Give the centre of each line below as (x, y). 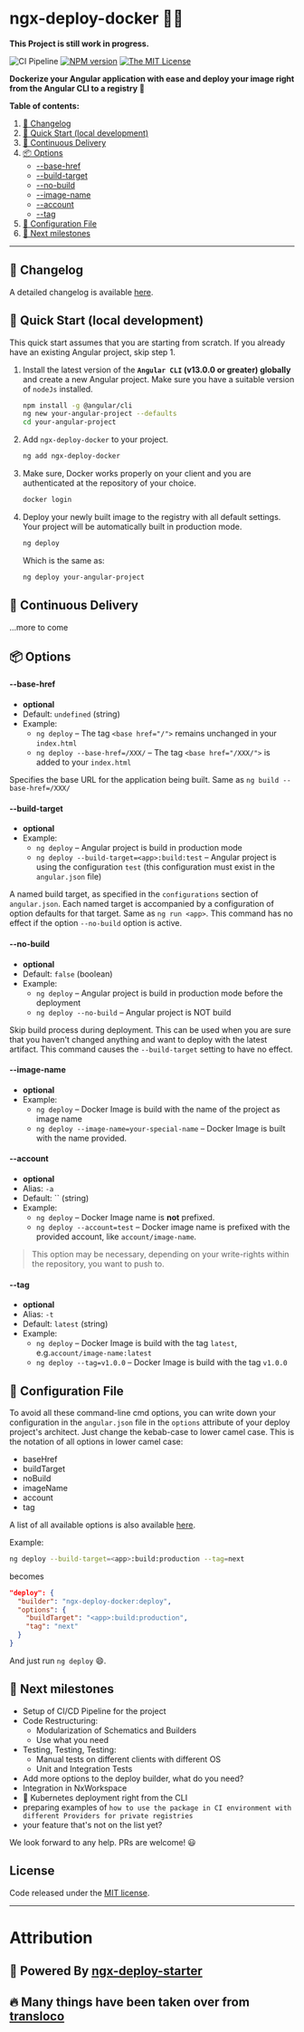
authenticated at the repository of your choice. (109, 483)
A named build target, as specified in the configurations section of (134, 894)
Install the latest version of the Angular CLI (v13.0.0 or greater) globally (157, 370)
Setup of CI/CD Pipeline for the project (94, 1710)
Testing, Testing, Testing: (69, 1749)
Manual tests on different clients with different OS (128, 1759)
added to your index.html (84, 762)
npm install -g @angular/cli (77, 405)
